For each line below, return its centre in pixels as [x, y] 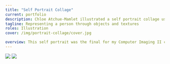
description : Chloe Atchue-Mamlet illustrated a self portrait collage [82, 19]
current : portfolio [26, 14]
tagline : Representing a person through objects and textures [72, 24]
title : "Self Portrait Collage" [39, 10]
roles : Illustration [27, 28]
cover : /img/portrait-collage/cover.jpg [49, 33]
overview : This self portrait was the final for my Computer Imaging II [83, 42]
